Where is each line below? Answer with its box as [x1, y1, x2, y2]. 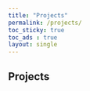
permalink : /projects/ [8, 19, 82, 27]
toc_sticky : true [8, 26, 65, 34]
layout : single [8, 41, 58, 49]
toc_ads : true [8, 33, 58, 42]
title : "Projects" [8, 11, 68, 20]
